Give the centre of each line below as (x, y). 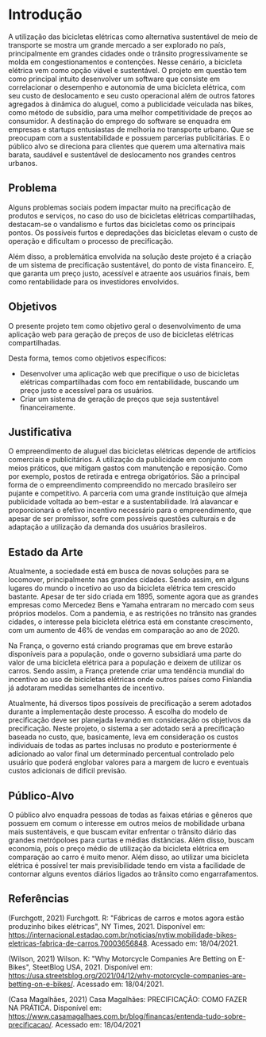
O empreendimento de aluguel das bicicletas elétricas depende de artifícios (132, 451)
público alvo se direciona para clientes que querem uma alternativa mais (127, 146)
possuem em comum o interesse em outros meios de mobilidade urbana (127, 823)
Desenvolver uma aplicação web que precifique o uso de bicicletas (129, 373)
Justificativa (40, 432)
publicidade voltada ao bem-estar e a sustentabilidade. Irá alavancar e (123, 502)
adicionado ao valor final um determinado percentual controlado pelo (121, 754)
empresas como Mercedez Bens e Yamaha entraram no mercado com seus (131, 605)
